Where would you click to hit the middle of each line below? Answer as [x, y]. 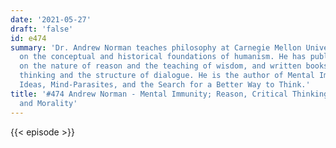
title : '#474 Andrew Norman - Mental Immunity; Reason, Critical [149, 94]
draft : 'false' [42, 29]
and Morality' [48, 103]
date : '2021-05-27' [51, 19]
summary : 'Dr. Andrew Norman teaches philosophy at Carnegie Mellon [156, 47]
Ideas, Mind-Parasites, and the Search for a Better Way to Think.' [165, 85]
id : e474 [28, 38]
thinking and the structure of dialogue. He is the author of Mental [167, 76]
